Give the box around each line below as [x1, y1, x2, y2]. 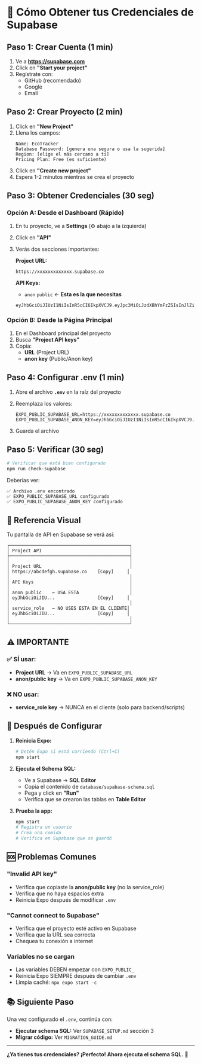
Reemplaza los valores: [15, 400, 73, 407]
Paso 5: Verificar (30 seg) [7, 445, 104, 454]
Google [24, 83, 42, 90]
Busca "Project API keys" [15, 336, 80, 343]
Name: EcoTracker [15, 141, 59, 147]
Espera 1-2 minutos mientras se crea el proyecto [15, 173, 135, 180]
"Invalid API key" [7, 870, 57, 878]
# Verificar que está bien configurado [7, 460, 106, 466]
